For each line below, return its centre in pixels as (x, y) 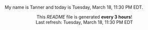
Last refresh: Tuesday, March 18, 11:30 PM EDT (84, 22)
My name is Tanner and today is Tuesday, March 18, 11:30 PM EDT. (74, 7)
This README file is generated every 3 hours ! (84, 17)
